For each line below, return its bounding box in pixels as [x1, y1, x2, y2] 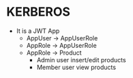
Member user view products [36, 63, 117, 71]
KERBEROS [6, 4, 71, 20]
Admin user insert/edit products [36, 55, 127, 64]
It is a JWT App [16, 27, 60, 35]
